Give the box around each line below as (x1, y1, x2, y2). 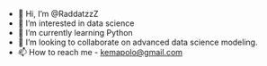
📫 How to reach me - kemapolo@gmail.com (17, 47, 182, 57)
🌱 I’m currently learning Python (17, 28, 133, 37)
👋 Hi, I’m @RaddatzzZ (17, 9, 99, 19)
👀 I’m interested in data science (17, 18, 135, 29)
